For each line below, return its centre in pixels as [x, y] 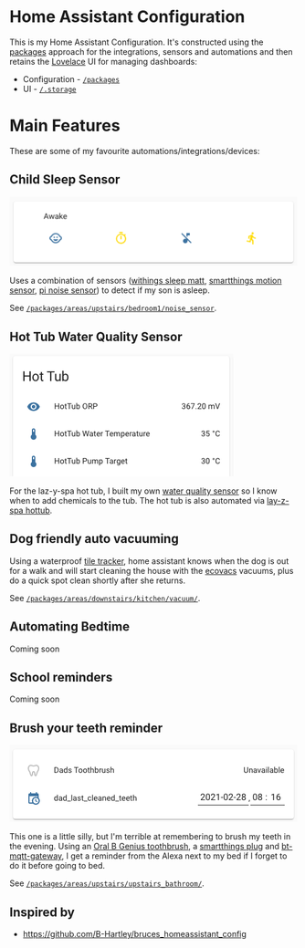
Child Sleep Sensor [65, 180]
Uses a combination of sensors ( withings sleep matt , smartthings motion [146, 281]
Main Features [65, 126]
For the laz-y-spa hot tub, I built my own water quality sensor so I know [143, 491]
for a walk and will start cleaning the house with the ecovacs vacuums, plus [152, 570]
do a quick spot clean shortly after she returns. [97, 580]
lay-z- [278, 501]
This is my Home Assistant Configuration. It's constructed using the [137, 42]
